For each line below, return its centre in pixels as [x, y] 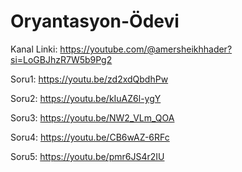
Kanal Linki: [34, 49]
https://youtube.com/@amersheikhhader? [146, 49]
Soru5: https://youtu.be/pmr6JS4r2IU [87, 156]
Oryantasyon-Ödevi [95, 21]
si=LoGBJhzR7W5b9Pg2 [61, 59]
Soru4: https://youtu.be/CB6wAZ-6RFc [90, 137]
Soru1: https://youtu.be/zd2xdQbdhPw [89, 79]
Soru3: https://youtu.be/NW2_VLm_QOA [92, 117]
